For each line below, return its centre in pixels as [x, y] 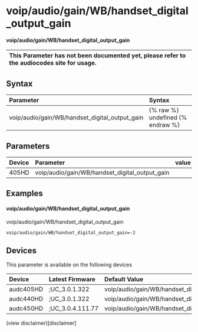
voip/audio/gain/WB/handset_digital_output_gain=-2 [71, 232]
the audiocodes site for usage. [53, 63]
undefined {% [168, 118]
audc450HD [26, 308]
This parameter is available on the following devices [69, 265]
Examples [24, 193]
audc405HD [26, 289]
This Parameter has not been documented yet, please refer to [98, 56]
